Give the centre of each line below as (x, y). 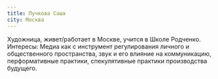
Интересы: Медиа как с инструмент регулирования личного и (98, 46)
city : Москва (26, 20)
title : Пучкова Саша (37, 13)
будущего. (22, 68)
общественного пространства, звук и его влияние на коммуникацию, (109, 53)
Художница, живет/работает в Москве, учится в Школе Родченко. (104, 39)
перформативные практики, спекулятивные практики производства (107, 61)
